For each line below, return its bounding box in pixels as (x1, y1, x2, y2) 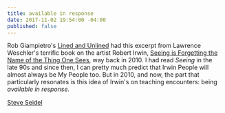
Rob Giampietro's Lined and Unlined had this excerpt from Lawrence (7, 42, 202, 50)
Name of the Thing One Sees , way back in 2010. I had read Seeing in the (7, 56, 213, 64)
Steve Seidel (7, 99, 43, 107)
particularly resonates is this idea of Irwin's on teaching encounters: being (7, 78, 218, 86)
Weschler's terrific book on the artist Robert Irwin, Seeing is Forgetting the (7, 49, 218, 57)
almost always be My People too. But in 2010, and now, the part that (7, 71, 200, 79)
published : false (7, 23, 57, 29)
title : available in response (7, 10, 94, 17)
